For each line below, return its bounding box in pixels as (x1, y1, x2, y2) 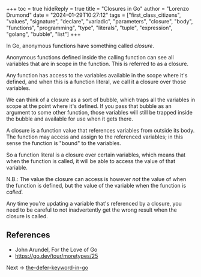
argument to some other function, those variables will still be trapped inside (6, 109, 193, 116)
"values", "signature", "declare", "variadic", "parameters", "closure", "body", (6, 18, 193, 25)
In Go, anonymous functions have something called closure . (6, 42, 155, 49)
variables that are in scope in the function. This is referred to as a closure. (6, 60, 189, 67)
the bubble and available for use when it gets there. (6, 115, 134, 122)
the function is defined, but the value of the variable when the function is (6, 182, 187, 189)
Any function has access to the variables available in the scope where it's (6, 72, 188, 79)
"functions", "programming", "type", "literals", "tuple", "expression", (6, 24, 173, 31)
